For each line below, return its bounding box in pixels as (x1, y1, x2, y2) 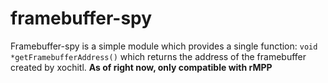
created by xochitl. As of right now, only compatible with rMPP (10, 61, 273, 73)
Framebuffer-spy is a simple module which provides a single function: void (10, 40, 318, 52)
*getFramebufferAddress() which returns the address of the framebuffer (10, 50, 307, 62)
